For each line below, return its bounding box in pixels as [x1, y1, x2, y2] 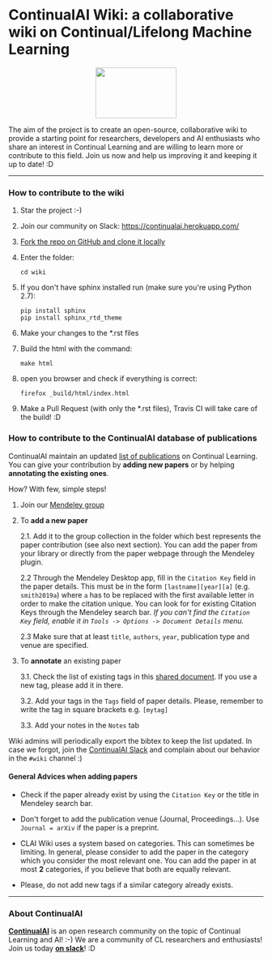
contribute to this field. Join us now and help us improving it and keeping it [8, 150, 257, 160]
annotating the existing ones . [8, 468, 109, 478]
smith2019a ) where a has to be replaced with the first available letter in [19, 590, 255, 599]
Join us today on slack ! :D [8, 943, 96, 954]
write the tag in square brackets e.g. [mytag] [19, 704, 168, 714]
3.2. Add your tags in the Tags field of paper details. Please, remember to [19, 696, 264, 706]
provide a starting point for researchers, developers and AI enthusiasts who [8, 133, 261, 143]
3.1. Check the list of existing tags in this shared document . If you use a [19, 671, 257, 681]
